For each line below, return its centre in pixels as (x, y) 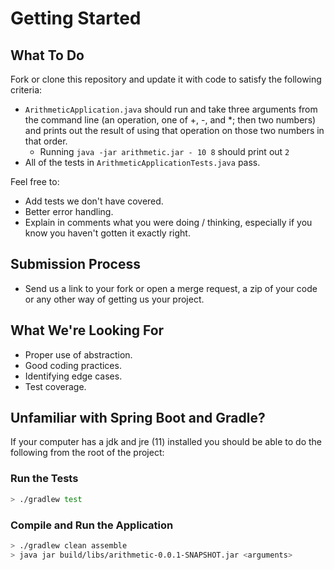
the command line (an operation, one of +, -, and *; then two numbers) (170, 120)
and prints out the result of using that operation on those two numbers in (174, 130)
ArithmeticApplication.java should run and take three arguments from (171, 109)
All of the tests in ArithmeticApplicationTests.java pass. (142, 162)
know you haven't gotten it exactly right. (107, 233)
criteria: (26, 90)
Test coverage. (55, 386)
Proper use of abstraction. (78, 354)
